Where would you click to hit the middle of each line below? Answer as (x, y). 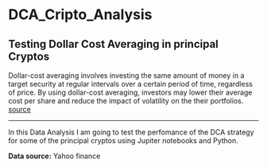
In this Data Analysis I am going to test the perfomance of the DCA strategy (131, 132)
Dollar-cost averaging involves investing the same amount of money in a (126, 76)
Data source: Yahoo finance (54, 156)
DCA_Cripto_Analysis (80, 15)
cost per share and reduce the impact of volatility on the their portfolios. (126, 101)
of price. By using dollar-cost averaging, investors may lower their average (130, 92)
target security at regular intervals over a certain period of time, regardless (130, 84)
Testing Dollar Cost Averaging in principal (113, 44)
